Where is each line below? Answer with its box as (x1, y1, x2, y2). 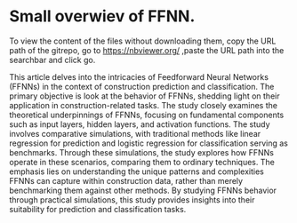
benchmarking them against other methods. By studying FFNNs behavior (9, 185, 277, 195)
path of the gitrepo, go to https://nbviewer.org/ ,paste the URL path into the (9, 44, 285, 55)
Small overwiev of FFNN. (9, 6, 196, 27)
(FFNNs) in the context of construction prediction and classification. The (9, 81, 275, 92)
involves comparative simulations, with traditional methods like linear (9, 128, 261, 139)
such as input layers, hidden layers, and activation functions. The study (9, 118, 270, 130)
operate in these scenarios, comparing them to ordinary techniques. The (9, 156, 276, 167)
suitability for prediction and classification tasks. (9, 203, 187, 214)
